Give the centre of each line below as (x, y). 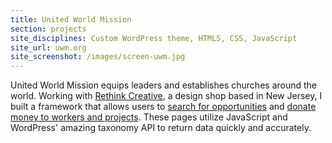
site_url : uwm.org (48, 47)
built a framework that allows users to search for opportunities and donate (163, 107)
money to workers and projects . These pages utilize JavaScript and (149, 117)
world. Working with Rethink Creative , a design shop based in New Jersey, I (166, 96)
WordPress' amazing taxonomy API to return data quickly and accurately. (161, 128)
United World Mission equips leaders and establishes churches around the (164, 85)
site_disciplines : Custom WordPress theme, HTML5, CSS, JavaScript (154, 38)
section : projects (48, 29)
